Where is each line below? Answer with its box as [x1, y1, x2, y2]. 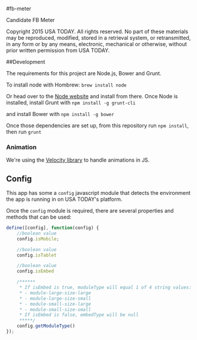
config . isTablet [17, 252, 57, 258]
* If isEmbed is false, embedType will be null [19, 312, 139, 318]
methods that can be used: [6, 213, 72, 221]
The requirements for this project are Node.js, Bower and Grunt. [6, 70, 162, 76]
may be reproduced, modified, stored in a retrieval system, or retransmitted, [6, 34, 191, 41]
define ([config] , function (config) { [6, 225, 99, 231]
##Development [6, 59, 46, 65]
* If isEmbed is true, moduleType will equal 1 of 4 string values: [19, 284, 192, 291]
